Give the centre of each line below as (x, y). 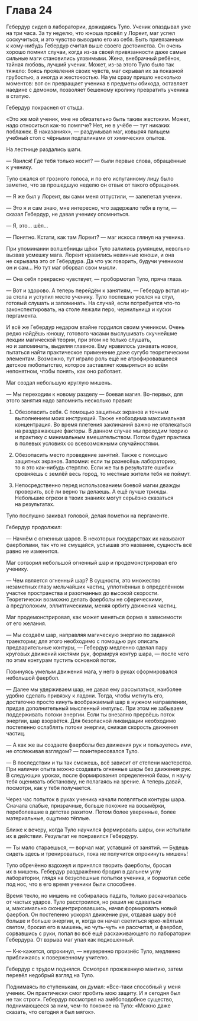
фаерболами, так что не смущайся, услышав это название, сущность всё (99, 545)
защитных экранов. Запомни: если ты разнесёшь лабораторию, (96, 461)
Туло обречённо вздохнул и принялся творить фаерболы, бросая (89, 865)
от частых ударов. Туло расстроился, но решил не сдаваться (84, 902)
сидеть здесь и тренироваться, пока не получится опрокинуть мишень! (97, 853)
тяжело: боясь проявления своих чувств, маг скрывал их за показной (95, 71)
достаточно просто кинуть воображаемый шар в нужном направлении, (97, 702)
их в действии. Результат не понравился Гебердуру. (72, 836)
